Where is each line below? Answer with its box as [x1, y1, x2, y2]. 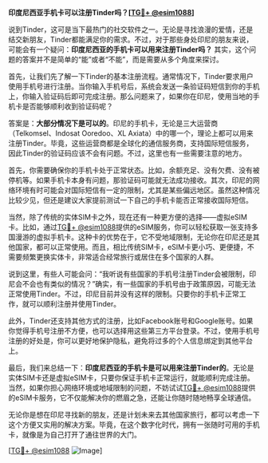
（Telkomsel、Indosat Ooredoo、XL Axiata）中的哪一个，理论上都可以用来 [8, 129, 254, 138]
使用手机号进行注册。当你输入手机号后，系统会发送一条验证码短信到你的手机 [8, 81, 260, 91]
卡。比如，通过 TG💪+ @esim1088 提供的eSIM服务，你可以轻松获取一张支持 [8, 223, 252, 231]
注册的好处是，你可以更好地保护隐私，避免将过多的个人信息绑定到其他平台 [8, 336, 253, 346]
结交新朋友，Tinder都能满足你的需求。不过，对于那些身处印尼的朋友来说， [8, 35, 254, 44]
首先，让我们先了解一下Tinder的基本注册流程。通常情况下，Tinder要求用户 [8, 72, 254, 81]
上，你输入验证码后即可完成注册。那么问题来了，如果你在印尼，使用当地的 [8, 92, 253, 101]
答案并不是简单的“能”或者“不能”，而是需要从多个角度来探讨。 [22, 55, 223, 64]
